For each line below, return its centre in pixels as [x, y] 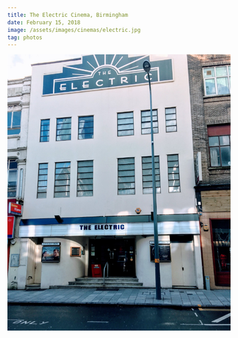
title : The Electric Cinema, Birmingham [68, 15]
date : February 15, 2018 [44, 22]
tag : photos [25, 37]
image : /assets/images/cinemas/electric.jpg [74, 30]
